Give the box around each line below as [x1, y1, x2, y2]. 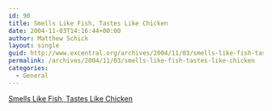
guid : [8, 49, 27, 57]
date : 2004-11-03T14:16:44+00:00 [8, 27, 121, 35]
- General [15, 72, 49, 80]
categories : [8, 64, 49, 72]
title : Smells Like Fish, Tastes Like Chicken [8, 19, 168, 27]
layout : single [8, 42, 60, 50]
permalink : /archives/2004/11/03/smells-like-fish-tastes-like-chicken [8, 57, 255, 65]
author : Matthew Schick [8, 34, 89, 43]
